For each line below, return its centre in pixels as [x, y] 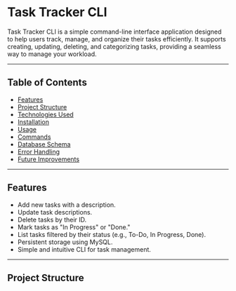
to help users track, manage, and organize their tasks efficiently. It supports [117, 39]
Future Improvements [48, 159]
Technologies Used [45, 114]
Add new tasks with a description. [66, 205]
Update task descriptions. [55, 212]
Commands [34, 137]
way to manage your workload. [52, 54]
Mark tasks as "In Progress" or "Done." [74, 227]
